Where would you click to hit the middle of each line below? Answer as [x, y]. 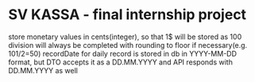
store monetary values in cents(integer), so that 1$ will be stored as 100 [125, 37]
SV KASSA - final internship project [127, 15]
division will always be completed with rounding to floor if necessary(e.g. [128, 45]
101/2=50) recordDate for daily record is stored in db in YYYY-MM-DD [122, 53]
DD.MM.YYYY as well [43, 70]
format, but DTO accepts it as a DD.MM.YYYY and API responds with [120, 62]
